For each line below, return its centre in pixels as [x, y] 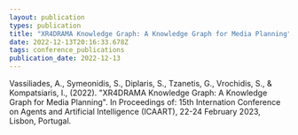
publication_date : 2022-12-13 [65, 58]
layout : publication [47, 17]
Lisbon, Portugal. [40, 121]
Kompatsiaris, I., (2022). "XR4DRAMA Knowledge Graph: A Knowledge [138, 93]
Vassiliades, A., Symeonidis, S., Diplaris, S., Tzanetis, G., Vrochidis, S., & [141, 83]
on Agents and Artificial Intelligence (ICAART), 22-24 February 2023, [135, 112]
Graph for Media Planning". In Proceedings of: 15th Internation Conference [145, 102]
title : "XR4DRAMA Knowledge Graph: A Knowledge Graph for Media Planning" [150, 34]
